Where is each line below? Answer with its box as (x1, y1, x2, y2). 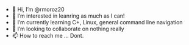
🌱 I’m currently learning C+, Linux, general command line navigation (12, 19, 183, 26)
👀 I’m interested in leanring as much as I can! (12, 12, 125, 19)
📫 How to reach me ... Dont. (12, 32, 84, 39)
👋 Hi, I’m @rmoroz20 (12, 6, 65, 13)
